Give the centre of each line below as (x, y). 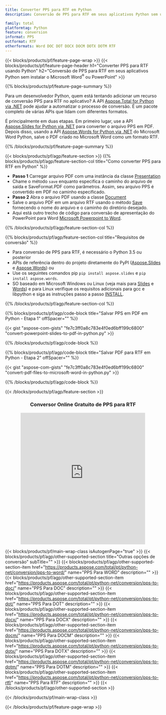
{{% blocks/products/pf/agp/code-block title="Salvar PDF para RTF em (78, 353)
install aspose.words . (35, 278)
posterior (21, 257)
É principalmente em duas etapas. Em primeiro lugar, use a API (69, 121)
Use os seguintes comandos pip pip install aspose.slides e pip (79, 273)
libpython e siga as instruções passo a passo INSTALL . (68, 294)
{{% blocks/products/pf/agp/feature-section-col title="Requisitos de (75, 237)
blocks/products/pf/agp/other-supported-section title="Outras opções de (80, 556)
